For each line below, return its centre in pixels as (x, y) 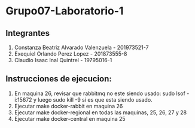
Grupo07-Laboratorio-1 (65, 11)
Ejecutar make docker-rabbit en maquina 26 (68, 106)
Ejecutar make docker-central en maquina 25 (70, 118)
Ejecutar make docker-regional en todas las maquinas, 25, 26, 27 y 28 (100, 112)
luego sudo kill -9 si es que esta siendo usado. (95, 99)
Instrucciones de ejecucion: (59, 79)
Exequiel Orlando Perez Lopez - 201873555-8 (71, 54)
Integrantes (28, 33)
